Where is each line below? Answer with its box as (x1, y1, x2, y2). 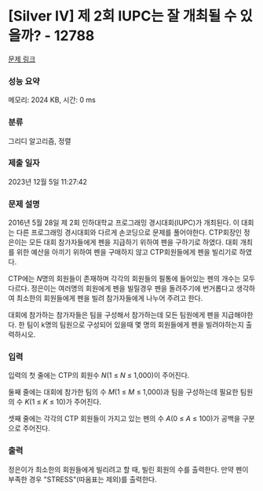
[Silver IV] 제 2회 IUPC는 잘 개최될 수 (8, 7, 237, 25)
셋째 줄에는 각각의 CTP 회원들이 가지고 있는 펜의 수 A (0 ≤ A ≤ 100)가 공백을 (8, 414, 241, 423)
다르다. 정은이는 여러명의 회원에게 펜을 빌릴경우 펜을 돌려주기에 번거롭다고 (8, 284, 235, 293)
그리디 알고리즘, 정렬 (8, 136, 71, 145)
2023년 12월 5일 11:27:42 (8, 177, 88, 186)
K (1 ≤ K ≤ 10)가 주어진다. (24, 398, 102, 407)
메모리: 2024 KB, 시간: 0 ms (8, 95, 96, 104)
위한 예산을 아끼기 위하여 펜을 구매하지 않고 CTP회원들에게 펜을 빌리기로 (16, 247, 238, 257)
